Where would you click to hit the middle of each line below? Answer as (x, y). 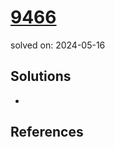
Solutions (41, 76)
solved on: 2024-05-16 (58, 45)
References (47, 132)
